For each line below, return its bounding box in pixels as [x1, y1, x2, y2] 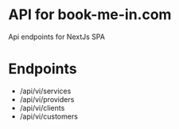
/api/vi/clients [19, 103, 65, 112]
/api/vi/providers [19, 94, 75, 104]
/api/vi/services [19, 86, 72, 96]
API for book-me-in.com [8, 6, 172, 24]
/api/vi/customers [19, 111, 78, 121]
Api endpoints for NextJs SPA [8, 32, 106, 41]
